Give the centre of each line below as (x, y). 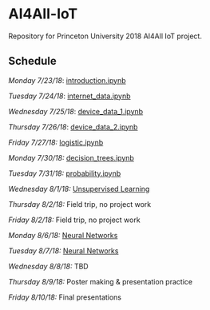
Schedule (33, 61)
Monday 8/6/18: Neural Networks (63, 235)
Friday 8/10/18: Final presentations (65, 297)
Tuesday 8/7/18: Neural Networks (63, 250)
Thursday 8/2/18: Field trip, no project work (80, 204)
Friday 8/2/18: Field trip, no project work (75, 220)
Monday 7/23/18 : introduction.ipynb (67, 80)
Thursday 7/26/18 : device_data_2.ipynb (73, 127)
